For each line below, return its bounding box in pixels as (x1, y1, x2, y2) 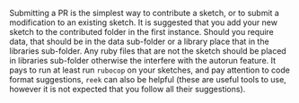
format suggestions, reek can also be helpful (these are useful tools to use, (9, 74, 287, 84)
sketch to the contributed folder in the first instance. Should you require (9, 27, 274, 37)
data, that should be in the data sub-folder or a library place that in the (9, 36, 269, 47)
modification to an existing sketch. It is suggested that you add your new (9, 17, 278, 28)
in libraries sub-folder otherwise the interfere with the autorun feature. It (9, 56, 277, 65)
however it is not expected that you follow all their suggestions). (9, 84, 246, 94)
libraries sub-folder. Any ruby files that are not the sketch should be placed (9, 46, 287, 56)
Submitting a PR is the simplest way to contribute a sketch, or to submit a (9, 8, 280, 18)
